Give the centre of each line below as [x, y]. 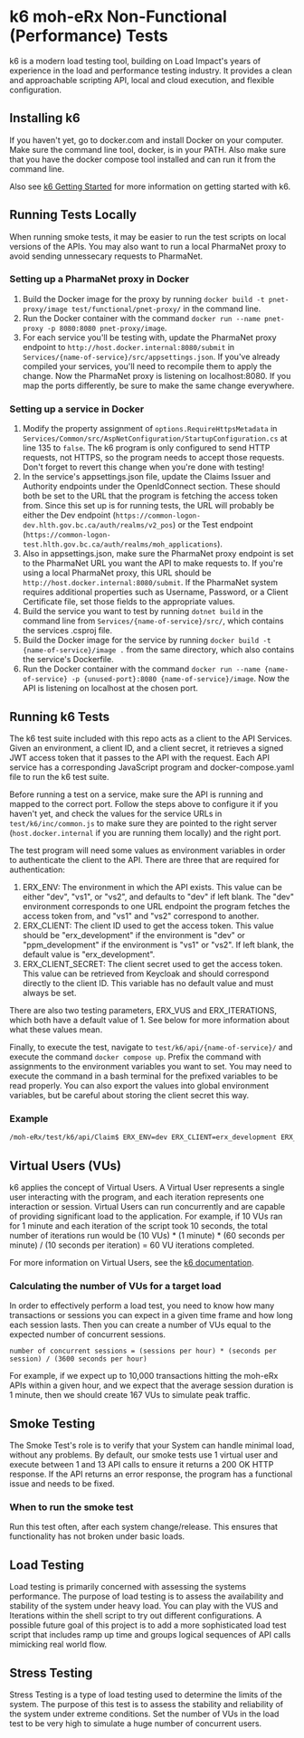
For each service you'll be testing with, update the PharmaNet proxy [150, 337]
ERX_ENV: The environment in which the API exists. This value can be [152, 887]
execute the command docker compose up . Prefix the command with [135, 1057]
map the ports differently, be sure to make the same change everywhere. [158, 385]
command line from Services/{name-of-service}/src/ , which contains [153, 621]
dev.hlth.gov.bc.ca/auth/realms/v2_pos [98, 526]
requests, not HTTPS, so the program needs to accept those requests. [153, 458]
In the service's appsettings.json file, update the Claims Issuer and [147, 477]
